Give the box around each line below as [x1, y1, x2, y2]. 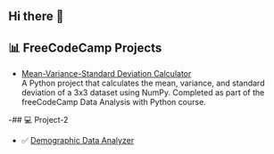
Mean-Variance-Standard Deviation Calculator [21, 69, 192, 79]
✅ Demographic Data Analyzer [21, 135, 135, 146]
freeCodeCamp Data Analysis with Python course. [21, 97, 206, 108]
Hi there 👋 [8, 9, 64, 24]
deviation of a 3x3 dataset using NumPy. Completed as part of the [21, 87, 265, 98]
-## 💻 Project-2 [8, 115, 69, 126]
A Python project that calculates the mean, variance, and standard [21, 77, 265, 89]
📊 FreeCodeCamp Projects [8, 40, 162, 55]
